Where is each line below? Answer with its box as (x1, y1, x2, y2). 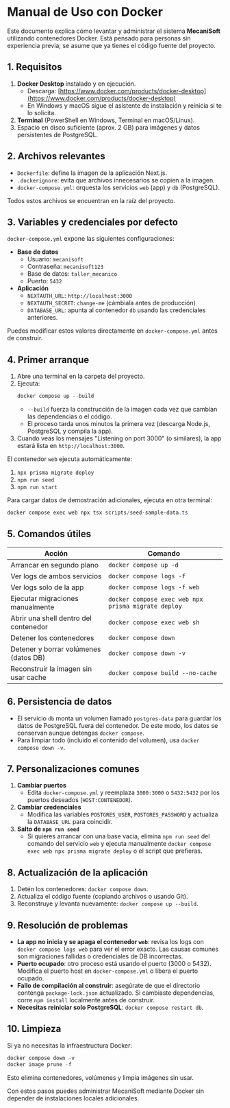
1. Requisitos (7, 61, 63, 73)
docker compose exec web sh (108, 618, 200, 626)
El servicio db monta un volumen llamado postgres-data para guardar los (16, 714, 222, 722)
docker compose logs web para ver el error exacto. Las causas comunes (16, 945, 219, 953)
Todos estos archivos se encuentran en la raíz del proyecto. (7, 196, 176, 204)
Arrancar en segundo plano (10, 560, 99, 569)
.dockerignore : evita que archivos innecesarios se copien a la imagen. (16, 176, 216, 184)
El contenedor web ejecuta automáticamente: (7, 455, 132, 463)
